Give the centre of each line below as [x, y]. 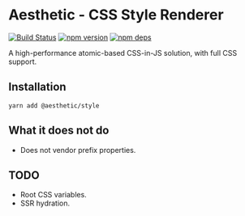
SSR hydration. [45, 203]
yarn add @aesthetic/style [54, 106]
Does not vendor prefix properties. [78, 150]
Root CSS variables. [53, 195]
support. [23, 61]
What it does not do [59, 131]
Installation [37, 87]
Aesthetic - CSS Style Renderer [116, 15]
